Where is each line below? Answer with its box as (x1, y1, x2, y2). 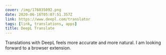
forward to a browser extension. (5, 45, 71, 51)
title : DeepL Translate (5, 26, 55, 31)
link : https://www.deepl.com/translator (5, 16, 91, 21)
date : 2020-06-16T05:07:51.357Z (5, 12, 72, 17)
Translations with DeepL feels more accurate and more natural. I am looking (5, 39, 161, 45)
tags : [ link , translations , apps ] (5, 21, 77, 26)
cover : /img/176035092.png (5, 7, 61, 12)
